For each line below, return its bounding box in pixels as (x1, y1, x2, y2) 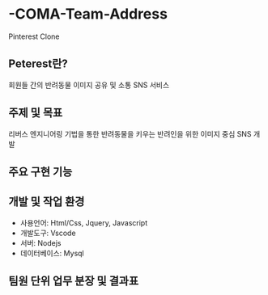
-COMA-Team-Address (8, 5, 168, 23)
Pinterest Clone (8, 32, 60, 41)
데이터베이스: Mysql (19, 248, 84, 258)
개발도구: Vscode (19, 228, 76, 238)
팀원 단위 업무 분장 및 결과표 (8, 274, 139, 288)
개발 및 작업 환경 (8, 195, 85, 209)
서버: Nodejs (19, 238, 62, 247)
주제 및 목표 (8, 106, 63, 120)
